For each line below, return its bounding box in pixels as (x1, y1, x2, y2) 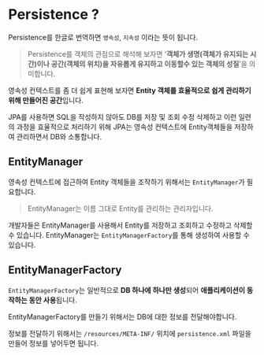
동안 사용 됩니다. (28, 295, 77, 305)
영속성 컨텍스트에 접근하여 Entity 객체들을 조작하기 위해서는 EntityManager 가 (8, 177, 246, 187)
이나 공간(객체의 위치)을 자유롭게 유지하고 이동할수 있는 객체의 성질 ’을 (36, 59, 248, 68)
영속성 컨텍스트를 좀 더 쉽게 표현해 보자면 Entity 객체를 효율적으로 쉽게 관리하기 (8, 85, 251, 95)
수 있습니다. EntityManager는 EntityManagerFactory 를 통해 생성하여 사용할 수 (8, 230, 250, 239)
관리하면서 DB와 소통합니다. (16, 131, 102, 141)
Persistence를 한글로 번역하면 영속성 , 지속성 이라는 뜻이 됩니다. (8, 32, 199, 42)
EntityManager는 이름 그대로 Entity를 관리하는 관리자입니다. (27, 203, 214, 213)
